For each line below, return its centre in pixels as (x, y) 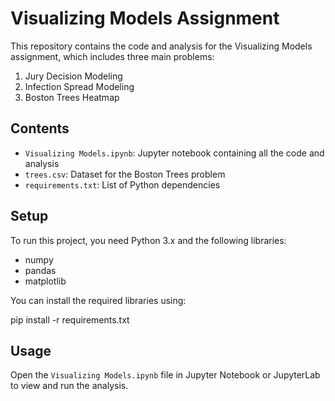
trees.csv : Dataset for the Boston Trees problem (125, 174)
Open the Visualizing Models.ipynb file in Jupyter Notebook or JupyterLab (165, 375)
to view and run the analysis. (69, 386)
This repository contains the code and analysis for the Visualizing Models (161, 46)
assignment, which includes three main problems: (112, 56)
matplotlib (45, 281)
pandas (40, 270)
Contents (40, 128)
